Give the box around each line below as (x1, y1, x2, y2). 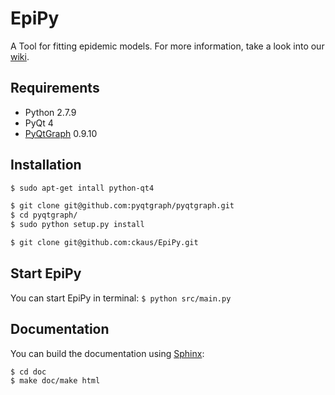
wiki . (10, 50, 30, 62)
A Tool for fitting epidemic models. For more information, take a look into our (10, 40, 325, 52)
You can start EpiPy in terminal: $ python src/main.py (10, 292, 232, 304)
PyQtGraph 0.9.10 (24, 127, 98, 139)
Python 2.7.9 (24, 106, 77, 118)
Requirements (10, 80, 100, 97)
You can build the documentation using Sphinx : (10, 347, 205, 359)
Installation (10, 157, 82, 174)
